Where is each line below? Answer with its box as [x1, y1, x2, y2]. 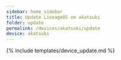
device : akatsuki [6, 31, 50, 37]
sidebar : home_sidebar [6, 8, 63, 15]
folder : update [6, 20, 44, 26]
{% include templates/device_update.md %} [6, 47, 116, 54]
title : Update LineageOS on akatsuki [6, 14, 101, 20]
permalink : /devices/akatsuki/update [6, 25, 101, 31]
